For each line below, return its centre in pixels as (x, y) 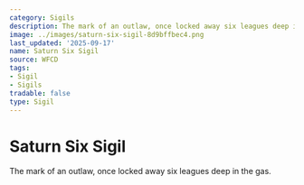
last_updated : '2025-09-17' (62, 43)
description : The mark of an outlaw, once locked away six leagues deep (149, 26)
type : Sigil (32, 102)
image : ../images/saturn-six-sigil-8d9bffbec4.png (107, 34)
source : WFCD (34, 60)
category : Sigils (42, 18)
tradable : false (40, 93)
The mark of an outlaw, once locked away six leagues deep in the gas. (140, 171)
